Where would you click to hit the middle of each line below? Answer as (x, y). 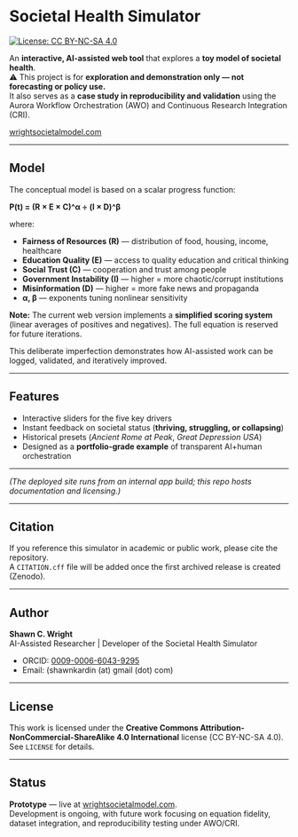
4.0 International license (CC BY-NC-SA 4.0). (200, 737)
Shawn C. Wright (41, 634)
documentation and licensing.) (65, 491)
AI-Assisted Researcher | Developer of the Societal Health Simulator (133, 644)
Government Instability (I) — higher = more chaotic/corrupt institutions (153, 279)
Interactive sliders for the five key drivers (97, 418)
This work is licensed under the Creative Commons (104, 728)
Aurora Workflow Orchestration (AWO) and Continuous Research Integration (149, 105)
